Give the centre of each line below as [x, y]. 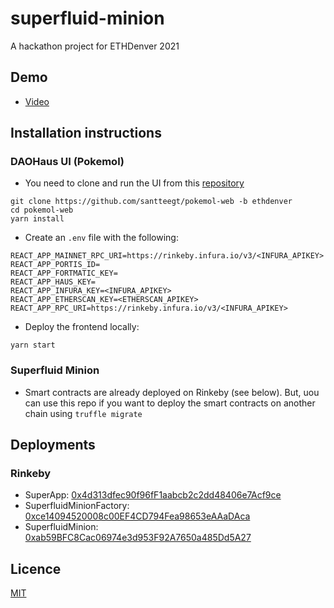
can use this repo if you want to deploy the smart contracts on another [170, 403]
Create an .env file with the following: [101, 238]
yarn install [37, 219]
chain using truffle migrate [83, 413]
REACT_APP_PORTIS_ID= [55, 265]
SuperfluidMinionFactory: [77, 506]
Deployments [53, 445]
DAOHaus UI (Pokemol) [67, 162]
